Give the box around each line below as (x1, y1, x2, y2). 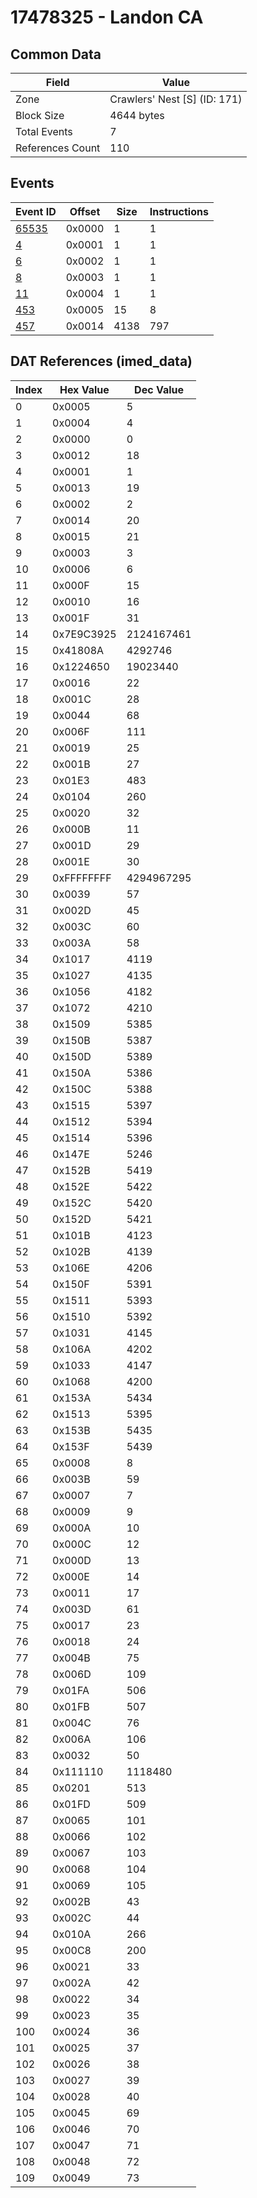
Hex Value (59, 382, 110, 396)
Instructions (149, 204, 209, 218)
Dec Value (134, 382, 185, 396)
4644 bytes (109, 109, 165, 122)
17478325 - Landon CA (10, 6, 204, 29)
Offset (69, 204, 101, 218)
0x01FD (52, 1797, 91, 1811)
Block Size (15, 109, 65, 122)
